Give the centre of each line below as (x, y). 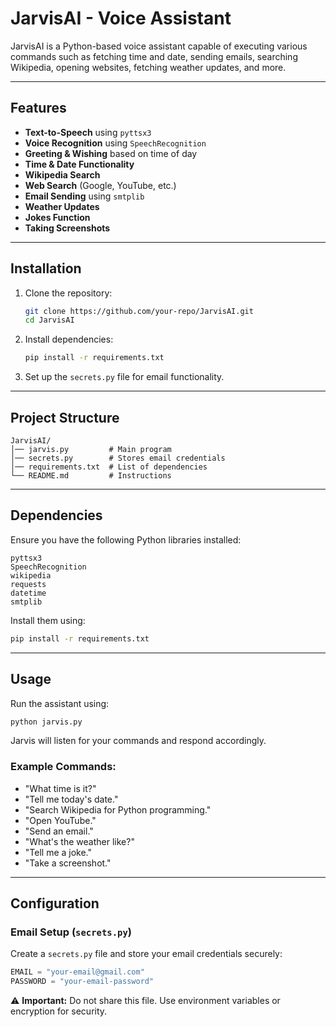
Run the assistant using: (60, 703)
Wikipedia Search (62, 174)
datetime (28, 593)
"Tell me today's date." (71, 799)
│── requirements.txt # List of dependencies (109, 467)
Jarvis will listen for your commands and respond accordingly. (138, 741)
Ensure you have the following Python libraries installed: (126, 539)
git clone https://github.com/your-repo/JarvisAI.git (139, 311)
